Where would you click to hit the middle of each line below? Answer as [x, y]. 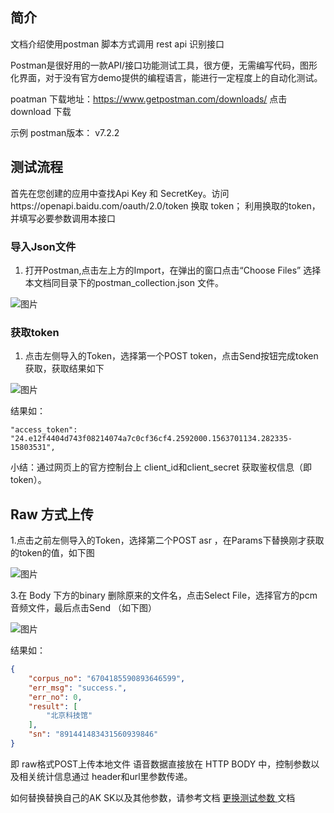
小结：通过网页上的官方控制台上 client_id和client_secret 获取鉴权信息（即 [161, 467]
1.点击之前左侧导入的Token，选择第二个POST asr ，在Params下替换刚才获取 [167, 540]
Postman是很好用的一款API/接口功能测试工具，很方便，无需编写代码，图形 [164, 65]
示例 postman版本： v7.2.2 [65, 132]
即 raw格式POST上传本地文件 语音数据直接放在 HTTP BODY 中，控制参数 [161, 764]
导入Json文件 [43, 246]
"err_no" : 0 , [55, 697]
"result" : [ [53, 706]
